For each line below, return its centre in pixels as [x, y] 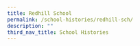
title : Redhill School [39, 13]
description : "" [30, 26]
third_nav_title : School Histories [58, 32]
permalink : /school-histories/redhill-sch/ [70, 20]
